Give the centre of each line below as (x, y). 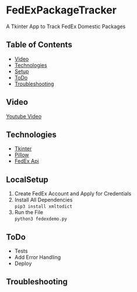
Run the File (29, 212)
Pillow (22, 155)
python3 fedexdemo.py (41, 219)
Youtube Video (24, 116)
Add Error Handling (38, 257)
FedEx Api (27, 161)
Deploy (23, 263)
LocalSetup (27, 179)
